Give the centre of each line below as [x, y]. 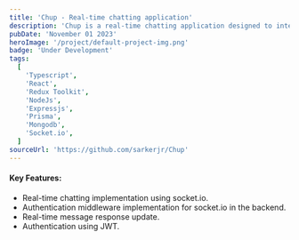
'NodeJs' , [44, 100]
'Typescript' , [51, 76]
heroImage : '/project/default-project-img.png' [99, 42]
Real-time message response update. [91, 216]
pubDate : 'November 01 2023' [63, 34]
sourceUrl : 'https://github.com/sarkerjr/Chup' [99, 149]
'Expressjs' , [49, 108]
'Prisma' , [44, 116]
